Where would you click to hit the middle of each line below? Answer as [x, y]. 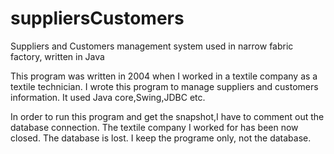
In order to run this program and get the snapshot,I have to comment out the [167, 116]
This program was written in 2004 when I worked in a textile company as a [164, 76]
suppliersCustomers [97, 18]
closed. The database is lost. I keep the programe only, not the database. [161, 138]
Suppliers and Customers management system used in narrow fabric [152, 46]
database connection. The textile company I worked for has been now [154, 127]
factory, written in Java [57, 56]
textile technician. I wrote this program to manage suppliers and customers [164, 86]
